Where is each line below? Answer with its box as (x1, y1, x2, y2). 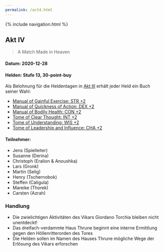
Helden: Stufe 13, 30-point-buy (5, 72, 72, 78)
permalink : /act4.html (5, 7, 53, 13)
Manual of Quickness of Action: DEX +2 (12, 103, 94, 109)
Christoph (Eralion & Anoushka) (12, 158, 78, 164)
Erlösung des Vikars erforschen (12, 240, 78, 246)
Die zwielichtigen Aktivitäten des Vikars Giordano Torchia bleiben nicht (12, 214, 159, 220)
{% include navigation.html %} (5, 21, 69, 27)
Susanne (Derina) (12, 153, 49, 159)
